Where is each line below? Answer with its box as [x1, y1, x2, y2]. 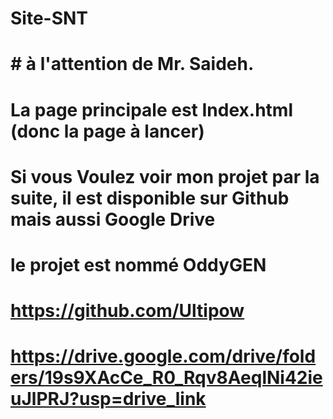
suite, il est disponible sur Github [10, 187, 290, 209]
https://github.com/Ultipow [10, 300, 245, 322]
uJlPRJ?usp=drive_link [10, 388, 207, 411]
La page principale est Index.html [10, 98, 293, 121]
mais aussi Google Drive [10, 208, 216, 231]
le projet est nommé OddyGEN [10, 253, 267, 276]
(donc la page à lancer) [10, 120, 205, 142]
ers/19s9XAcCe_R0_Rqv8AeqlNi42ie [10, 367, 323, 389]
